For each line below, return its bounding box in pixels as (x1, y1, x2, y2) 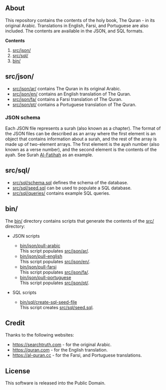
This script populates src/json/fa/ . (19, 269, 90, 275)
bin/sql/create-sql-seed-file (19, 299, 77, 305)
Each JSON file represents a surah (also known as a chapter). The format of (5, 125, 161, 131)
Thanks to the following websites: (5, 332, 74, 338)
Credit (5, 319, 25, 327)
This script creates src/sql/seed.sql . (19, 304, 94, 310)
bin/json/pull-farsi (19, 264, 57, 270)
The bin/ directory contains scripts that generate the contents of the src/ (5, 218, 154, 224)
